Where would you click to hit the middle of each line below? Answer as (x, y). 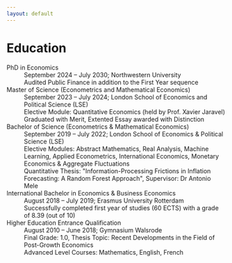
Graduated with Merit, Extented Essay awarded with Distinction (114, 119)
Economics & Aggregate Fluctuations (77, 164)
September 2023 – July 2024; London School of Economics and (116, 97)
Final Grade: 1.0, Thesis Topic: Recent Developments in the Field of (119, 237)
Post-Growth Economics (59, 245)
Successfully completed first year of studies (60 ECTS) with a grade (122, 208)
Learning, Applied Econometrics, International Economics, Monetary (122, 156)
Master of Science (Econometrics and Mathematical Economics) (99, 89)
